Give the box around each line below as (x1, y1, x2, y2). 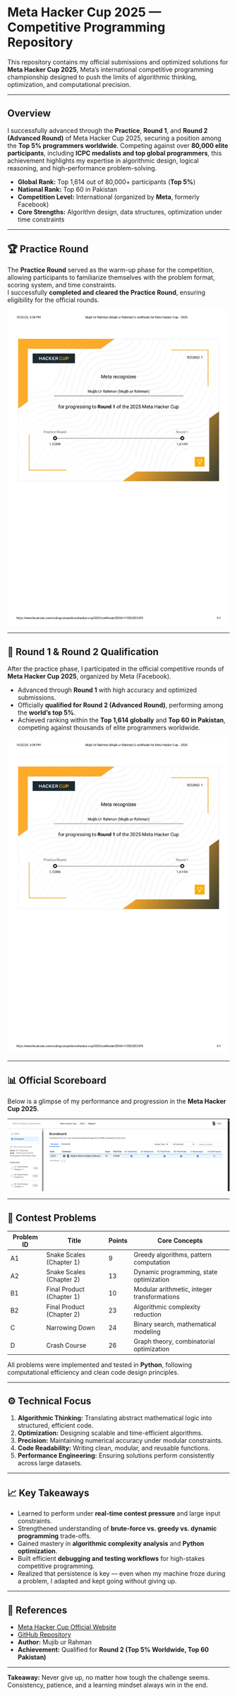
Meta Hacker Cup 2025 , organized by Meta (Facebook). (7, 672, 171, 681)
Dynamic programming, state (133, 1268, 218, 1276)
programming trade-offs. (17, 1532, 92, 1540)
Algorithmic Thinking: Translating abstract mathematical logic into (17, 1414, 212, 1422)
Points (108, 1236, 128, 1245)
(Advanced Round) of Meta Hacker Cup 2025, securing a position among (7, 134, 222, 142)
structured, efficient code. (17, 1421, 94, 1430)
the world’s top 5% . (17, 708, 76, 717)
